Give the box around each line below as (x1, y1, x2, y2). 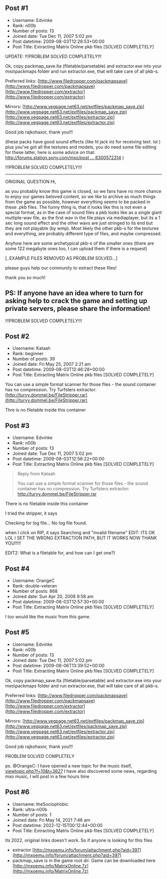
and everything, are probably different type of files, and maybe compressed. (5, 230, 162, 236)
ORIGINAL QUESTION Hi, (5, 178, 57, 184)
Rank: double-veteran (12, 583, 57, 589)
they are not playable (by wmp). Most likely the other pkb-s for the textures (5, 225, 159, 231)
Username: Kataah (12, 345, 51, 351)
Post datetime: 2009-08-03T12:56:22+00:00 (12, 456, 105, 462)
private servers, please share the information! (5, 304, 151, 313)
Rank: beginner (12, 351, 44, 357)
